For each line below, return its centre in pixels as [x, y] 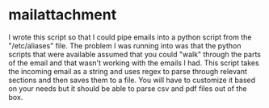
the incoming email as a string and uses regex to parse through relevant [128, 71]
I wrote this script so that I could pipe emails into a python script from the [130, 37]
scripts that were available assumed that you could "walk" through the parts [134, 54]
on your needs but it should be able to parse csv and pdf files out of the [128, 88]
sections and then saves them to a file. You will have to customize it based [132, 80]
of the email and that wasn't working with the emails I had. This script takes [134, 63]
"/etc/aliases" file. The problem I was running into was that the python [125, 45]
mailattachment [63, 15]
